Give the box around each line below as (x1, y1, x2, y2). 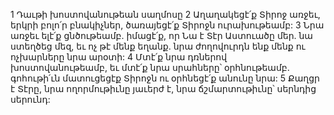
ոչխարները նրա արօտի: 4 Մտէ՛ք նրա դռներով (10, 51, 228, 63)
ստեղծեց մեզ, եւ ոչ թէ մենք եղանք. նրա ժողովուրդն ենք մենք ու (10, 40, 306, 52)
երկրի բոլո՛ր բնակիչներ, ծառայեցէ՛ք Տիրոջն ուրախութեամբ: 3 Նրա (10, 19, 325, 31)
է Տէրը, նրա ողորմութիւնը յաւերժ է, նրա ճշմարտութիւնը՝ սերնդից (10, 83, 317, 94)
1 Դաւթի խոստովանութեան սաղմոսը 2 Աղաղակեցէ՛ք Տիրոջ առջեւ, (10, 9, 321, 20)
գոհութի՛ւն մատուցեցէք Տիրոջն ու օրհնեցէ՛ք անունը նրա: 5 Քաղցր (10, 72, 320, 84)
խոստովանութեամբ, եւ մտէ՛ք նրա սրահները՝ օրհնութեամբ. (10, 62, 290, 73)
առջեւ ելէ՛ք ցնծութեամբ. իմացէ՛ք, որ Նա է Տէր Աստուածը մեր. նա (10, 30, 313, 41)
